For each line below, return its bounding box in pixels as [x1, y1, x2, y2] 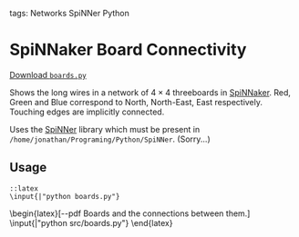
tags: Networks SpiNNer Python [9, 8, 129, 18]
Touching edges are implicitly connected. [9, 106, 165, 117]
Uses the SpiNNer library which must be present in [9, 123, 201, 134]
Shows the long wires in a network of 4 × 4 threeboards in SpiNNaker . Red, [9, 86, 292, 98]
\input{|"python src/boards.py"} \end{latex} [9, 217, 173, 228]
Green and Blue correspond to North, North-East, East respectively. [9, 96, 263, 107]
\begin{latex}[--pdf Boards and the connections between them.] [9, 208, 251, 219]
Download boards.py [9, 69, 87, 80]
